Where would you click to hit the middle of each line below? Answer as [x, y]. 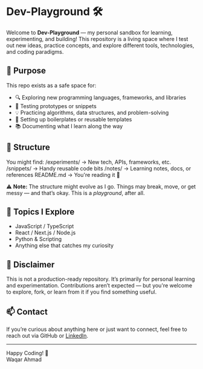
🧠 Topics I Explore [40, 212]
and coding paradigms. [35, 51]
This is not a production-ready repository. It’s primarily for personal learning [101, 279]
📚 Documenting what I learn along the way [69, 126]
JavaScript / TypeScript [44, 226]
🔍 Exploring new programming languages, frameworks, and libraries [100, 97]
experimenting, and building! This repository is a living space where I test [97, 39]
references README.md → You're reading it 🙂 [63, 175]
